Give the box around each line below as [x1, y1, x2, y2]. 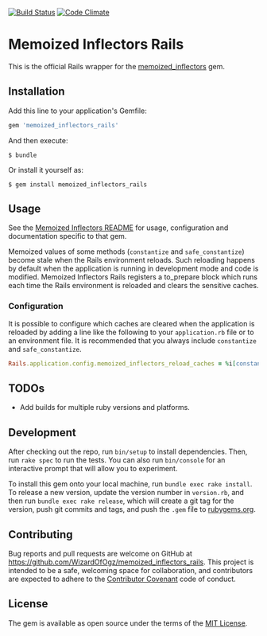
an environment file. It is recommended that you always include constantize [8, 335, 257, 345]
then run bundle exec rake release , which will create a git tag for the [8, 496, 234, 505]
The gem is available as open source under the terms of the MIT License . [8, 618, 248, 628]
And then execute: [8, 135, 68, 145]
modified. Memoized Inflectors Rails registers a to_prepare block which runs [8, 272, 258, 282]
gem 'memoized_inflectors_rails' [8, 121, 119, 129]
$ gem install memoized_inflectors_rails [8, 180, 148, 189]
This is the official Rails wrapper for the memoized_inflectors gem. [8, 61, 225, 71]
